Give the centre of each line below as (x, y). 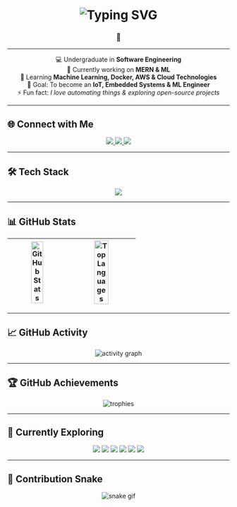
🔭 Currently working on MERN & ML (119, 70)
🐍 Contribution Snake (55, 479)
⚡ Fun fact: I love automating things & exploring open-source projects (119, 93)
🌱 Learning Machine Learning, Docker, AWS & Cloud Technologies (119, 77)
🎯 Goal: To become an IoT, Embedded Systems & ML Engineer (119, 85)
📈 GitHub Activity (48, 333)
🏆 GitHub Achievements (63, 383)
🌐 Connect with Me (50, 124)
